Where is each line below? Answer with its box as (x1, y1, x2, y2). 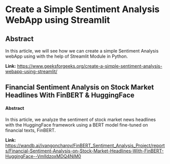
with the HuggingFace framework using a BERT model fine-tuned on (5, 121, 148, 128)
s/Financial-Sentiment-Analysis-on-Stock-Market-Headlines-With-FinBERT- (5, 148, 164, 154)
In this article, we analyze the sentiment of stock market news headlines (5, 116, 156, 122)
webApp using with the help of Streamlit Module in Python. (5, 53, 128, 59)
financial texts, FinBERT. (5, 127, 56, 133)
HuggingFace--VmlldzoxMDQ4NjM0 (5, 153, 81, 159)
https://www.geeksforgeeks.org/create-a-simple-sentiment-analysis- (17, 63, 162, 69)
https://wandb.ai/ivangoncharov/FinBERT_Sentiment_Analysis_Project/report (5, 142, 165, 148)
